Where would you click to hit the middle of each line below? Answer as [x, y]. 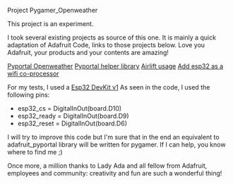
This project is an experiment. [50, 24]
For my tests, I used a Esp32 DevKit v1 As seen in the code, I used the [109, 87]
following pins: [29, 95]
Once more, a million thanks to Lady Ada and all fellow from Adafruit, [107, 166]
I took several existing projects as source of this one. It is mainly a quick [112, 37]
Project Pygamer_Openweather [53, 10]
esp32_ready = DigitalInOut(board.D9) [73, 116]
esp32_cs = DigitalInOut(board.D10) [70, 108]
